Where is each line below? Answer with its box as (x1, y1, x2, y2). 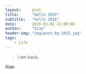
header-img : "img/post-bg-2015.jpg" (5, 31, 81, 36)
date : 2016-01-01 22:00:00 (5, 21, 75, 27)
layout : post (5, 7, 41, 13)
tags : (5, 36, 16, 41)
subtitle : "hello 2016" (5, 17, 59, 22)
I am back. (17, 54, 39, 60)
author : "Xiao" (5, 26, 46, 31)
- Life (14, 40, 28, 45)
